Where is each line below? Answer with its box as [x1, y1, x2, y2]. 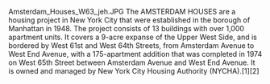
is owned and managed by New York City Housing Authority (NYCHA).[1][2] [8, 66, 260, 75]
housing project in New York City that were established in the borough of [8, 15, 251, 25]
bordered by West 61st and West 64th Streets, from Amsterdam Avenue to [8, 41, 255, 50]
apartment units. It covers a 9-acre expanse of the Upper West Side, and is [8, 32, 258, 42]
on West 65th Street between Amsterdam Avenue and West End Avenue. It [8, 58, 255, 67]
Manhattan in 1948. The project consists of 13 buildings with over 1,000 [8, 24, 244, 33]
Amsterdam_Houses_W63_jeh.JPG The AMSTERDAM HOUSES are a [8, 7, 236, 16]
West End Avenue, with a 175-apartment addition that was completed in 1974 [8, 50, 263, 58]
